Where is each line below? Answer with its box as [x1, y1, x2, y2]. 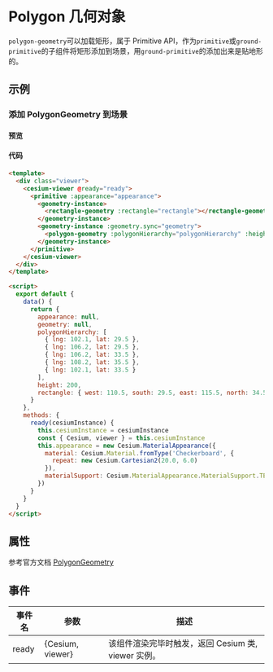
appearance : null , [37, 313, 100, 321]
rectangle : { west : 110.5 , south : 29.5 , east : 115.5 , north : [37, 389, 249, 397]
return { [29, 305, 60, 314]
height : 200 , [37, 380, 82, 389]
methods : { [23, 411, 60, 419]
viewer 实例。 [108, 650, 161, 661]
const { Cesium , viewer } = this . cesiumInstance [37, 433, 206, 442]
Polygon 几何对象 [8, 7, 126, 26]
